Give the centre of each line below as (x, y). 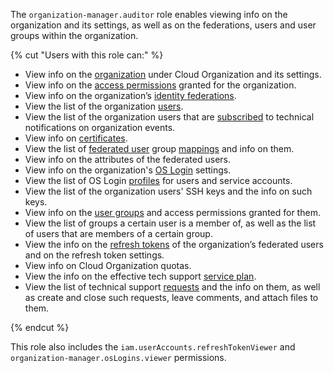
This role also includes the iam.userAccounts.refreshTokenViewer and (153, 347)
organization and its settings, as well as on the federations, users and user (163, 25)
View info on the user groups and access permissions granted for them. (172, 212)
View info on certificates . (76, 138)
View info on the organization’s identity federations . (130, 95)
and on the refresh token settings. (94, 255)
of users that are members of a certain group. (118, 233)
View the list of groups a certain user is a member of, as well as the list (170, 223)
